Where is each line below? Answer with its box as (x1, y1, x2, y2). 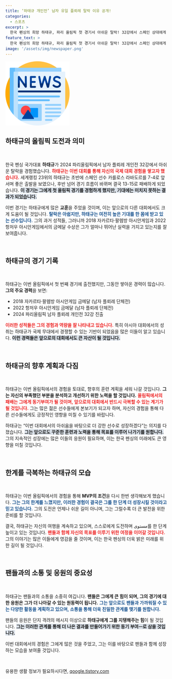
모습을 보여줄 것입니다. (14, 647, 61, 653)
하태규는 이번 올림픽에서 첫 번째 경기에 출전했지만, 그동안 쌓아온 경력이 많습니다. (5, 281, 166, 287)
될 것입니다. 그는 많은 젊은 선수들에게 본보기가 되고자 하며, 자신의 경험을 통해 (5, 405, 159, 411)
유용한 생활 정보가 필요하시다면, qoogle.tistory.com (5, 668, 109, 674)
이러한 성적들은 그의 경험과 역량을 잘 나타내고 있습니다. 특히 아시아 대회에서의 (5, 322, 159, 328)
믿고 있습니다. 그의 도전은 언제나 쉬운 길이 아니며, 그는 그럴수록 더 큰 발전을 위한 (5, 506, 165, 512)
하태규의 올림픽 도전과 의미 (5, 137, 85, 146)
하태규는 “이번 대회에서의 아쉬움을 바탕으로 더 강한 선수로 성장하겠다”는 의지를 (5, 423, 162, 429)
